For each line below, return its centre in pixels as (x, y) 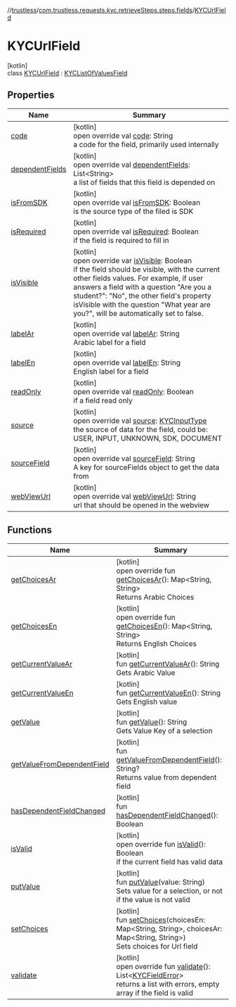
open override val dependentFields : (132, 165)
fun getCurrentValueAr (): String (168, 664)
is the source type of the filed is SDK (133, 211)
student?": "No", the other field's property (143, 296)
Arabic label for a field (110, 342)
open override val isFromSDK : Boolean (137, 202)
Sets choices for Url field (157, 946)
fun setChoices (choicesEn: (161, 920)
